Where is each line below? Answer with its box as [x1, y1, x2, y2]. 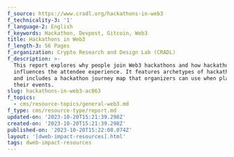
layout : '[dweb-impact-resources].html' [7, 133, 127, 140]
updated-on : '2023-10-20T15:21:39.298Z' [7, 113, 127, 120]
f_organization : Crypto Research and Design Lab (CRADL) [7, 49, 176, 56]
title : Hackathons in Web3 [7, 36, 86, 43]
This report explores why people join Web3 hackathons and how [13, 62, 201, 69]
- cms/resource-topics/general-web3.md [13, 101, 130, 108]
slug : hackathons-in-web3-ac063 [7, 88, 101, 94]
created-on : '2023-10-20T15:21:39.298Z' [7, 119, 127, 127]
